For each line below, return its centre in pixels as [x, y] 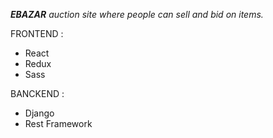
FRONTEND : [37, 33]
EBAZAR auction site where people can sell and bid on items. [137, 14]
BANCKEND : [37, 93]
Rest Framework [58, 123]
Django [39, 113]
